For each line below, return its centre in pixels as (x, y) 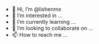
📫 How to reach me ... (40, 35)
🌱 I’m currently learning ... (44, 22)
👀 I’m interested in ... (37, 15)
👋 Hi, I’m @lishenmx (37, 9)
